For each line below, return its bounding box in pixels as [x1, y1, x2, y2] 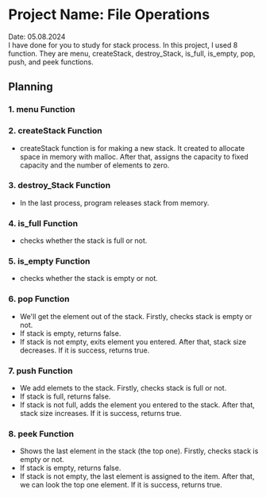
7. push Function [8, 365, 73, 376]
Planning [8, 80, 53, 94]
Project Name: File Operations [8, 6, 210, 24]
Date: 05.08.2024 [8, 32, 66, 41]
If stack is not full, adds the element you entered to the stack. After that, [19, 400, 256, 410]
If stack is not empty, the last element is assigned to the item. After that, [19, 472, 255, 481]
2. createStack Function [8, 125, 102, 137]
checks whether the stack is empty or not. [19, 274, 159, 283]
